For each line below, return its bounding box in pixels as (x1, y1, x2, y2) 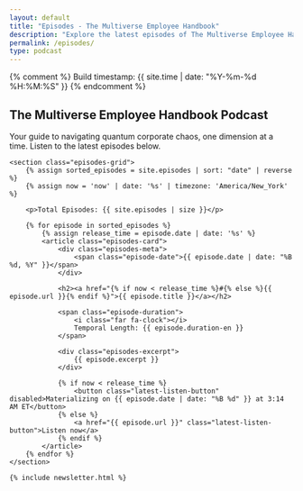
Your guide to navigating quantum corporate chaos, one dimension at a (9, 131, 273, 141)
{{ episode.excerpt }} (73, 355, 160, 364)
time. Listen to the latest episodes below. (9, 141, 161, 151)
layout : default (9, 13, 70, 23)
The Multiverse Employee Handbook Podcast (9, 107, 269, 123)
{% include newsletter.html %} (9, 473, 127, 482)
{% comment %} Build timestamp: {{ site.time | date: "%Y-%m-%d (9, 71, 257, 82)
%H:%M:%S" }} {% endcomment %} (9, 81, 146, 92)
